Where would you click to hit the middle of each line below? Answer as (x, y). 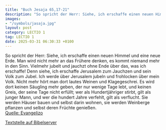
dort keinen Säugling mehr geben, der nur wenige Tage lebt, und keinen (78, 87)
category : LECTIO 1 (25, 32)
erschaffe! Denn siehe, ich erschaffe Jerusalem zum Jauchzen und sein (78, 71)
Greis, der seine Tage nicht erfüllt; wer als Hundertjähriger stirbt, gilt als (78, 92)
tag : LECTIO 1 (20, 37)
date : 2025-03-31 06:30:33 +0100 (40, 42)
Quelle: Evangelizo (24, 113)
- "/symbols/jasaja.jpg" (31, 23)
